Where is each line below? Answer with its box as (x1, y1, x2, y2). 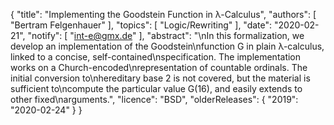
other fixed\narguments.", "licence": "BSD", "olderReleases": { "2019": (10, 94, 299, 105)
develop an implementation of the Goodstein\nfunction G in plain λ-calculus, (10, 40, 325, 52)
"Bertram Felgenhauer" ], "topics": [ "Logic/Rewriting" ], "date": (10, 19, 273, 31)
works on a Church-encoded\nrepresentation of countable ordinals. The (10, 62, 308, 73)
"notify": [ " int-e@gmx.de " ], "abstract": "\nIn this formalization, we (27, 30, 305, 41)
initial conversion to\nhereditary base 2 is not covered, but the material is (10, 72, 311, 84)
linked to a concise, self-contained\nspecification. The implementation (10, 51, 302, 63)
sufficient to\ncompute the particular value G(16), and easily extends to (10, 83, 303, 94)
